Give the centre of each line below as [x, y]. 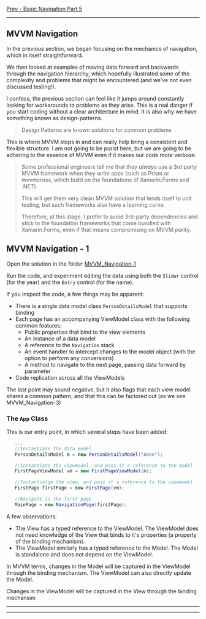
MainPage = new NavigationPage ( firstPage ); [71, 505]
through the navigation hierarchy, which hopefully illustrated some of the [98, 74]
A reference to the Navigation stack [69, 345]
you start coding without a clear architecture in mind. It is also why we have [102, 111]
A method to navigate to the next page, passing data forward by [105, 364]
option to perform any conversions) [69, 358]
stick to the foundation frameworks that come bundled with [96, 223]
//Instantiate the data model [53, 448]
